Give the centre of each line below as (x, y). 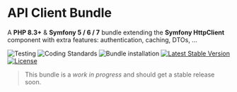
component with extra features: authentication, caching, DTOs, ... (103, 39)
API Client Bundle (59, 13)
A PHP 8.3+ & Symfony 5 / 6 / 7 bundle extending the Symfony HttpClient (116, 32)
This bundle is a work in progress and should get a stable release (120, 74)
